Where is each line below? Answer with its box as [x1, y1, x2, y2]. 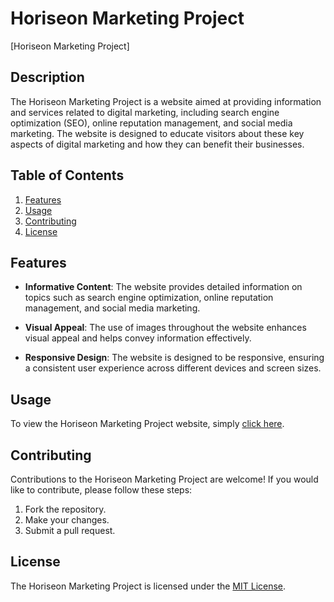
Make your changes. [24, 514, 110, 526]
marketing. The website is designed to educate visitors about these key [10, 127, 305, 139]
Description [10, 69, 85, 86]
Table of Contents [10, 167, 125, 184]
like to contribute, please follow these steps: [10, 484, 193, 496]
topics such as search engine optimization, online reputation [24, 292, 274, 304]
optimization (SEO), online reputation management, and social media [10, 117, 293, 129]
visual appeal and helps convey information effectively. [24, 332, 252, 344]
